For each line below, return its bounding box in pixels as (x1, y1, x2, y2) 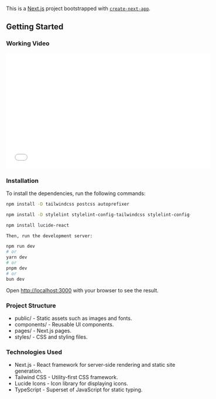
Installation (6, 176, 39, 185)
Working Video (6, 39, 50, 47)
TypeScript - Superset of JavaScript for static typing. (14, 386, 143, 393)
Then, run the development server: (6, 233, 93, 239)
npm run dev (6, 243, 35, 250)
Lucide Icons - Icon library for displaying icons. (14, 380, 129, 387)
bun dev (6, 276, 25, 282)
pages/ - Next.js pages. (14, 327, 72, 334)
